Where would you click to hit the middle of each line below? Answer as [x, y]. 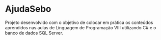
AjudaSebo [28, 9]
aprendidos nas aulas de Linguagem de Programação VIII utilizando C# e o [80, 27]
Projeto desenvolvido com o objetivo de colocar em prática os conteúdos [79, 22]
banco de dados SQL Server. [34, 33]
